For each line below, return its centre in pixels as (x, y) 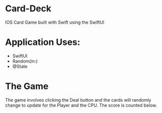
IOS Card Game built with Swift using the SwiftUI (55, 22)
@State (20, 66)
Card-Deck (28, 9)
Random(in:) (25, 61)
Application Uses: (43, 42)
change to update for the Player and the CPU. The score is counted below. (81, 105)
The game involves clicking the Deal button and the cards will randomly (78, 100)
